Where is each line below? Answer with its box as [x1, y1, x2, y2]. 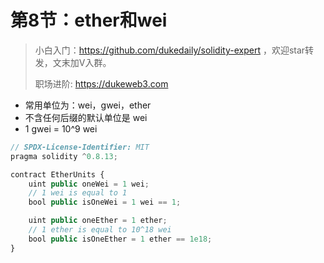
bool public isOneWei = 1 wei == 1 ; [28, 197, 182, 208]
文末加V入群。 [52, 56, 112, 68]
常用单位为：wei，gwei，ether [24, 99, 152, 111]
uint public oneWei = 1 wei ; [28, 179, 150, 189]
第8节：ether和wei [10, 9, 168, 32]
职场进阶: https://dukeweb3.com [34, 77, 169, 90]
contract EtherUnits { [10, 169, 105, 180]
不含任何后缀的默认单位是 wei [24, 111, 148, 123]
